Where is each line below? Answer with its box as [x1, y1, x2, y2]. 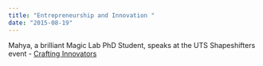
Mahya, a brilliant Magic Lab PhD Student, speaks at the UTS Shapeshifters [8, 40, 256, 49]
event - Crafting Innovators [8, 49, 97, 58]
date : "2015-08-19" [8, 19, 73, 27]
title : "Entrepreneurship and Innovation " [8, 11, 155, 20]
